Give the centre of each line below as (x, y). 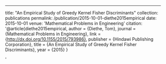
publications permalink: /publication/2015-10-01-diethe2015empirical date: (81, 18)
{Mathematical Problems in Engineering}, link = (53, 34)
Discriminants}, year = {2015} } (37, 50)
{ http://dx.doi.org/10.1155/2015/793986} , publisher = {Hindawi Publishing (79, 39)
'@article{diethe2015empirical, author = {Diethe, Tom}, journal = (70, 29)
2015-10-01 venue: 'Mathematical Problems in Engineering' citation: (74, 23)
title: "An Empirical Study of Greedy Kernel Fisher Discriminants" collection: (82, 13)
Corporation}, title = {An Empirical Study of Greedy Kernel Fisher (71, 44)
